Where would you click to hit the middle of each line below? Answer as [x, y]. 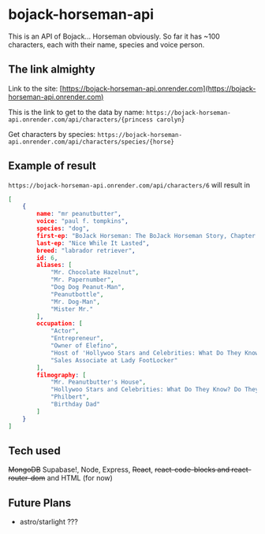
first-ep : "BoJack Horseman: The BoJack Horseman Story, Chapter [146, 235]
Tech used [34, 451]
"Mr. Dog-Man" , [75, 302]
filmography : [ [62, 375]
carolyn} [171, 120]
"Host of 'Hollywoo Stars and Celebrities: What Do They [146, 353]
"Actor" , [65, 331]
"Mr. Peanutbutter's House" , [98, 382]
